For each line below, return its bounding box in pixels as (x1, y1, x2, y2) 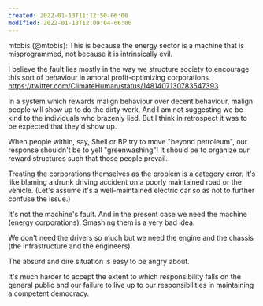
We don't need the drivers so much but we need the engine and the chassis (8, 233, 254, 242)
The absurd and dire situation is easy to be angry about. (8, 256, 191, 266)
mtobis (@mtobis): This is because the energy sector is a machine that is (8, 40, 245, 50)
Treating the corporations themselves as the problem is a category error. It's (8, 169, 256, 178)
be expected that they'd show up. (8, 121, 117, 131)
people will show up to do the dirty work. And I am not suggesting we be (8, 104, 243, 114)
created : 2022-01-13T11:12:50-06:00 (8, 11, 128, 20)
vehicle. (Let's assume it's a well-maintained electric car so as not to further (8, 185, 255, 195)
